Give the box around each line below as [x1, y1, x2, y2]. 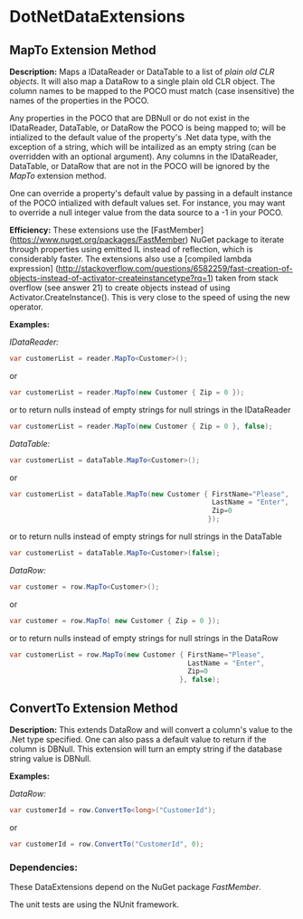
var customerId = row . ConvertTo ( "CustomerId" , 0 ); [9, 839, 204, 848]
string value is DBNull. [9, 753, 92, 763]
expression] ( [9, 263, 59, 273]
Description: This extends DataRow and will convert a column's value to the [9, 724, 293, 734]
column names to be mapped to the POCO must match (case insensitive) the [9, 86, 295, 96]
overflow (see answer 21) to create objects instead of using [9, 282, 231, 293]
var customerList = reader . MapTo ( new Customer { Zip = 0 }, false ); [9, 422, 273, 431]
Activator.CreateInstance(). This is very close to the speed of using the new [9, 292, 291, 302]
